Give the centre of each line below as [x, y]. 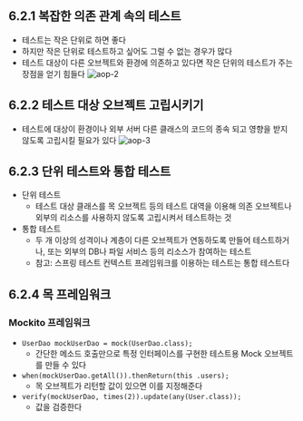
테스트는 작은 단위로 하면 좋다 [73, 40]
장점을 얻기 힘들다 [53, 73]
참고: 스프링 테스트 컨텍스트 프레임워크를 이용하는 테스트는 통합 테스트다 [162, 263]
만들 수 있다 [66, 365]
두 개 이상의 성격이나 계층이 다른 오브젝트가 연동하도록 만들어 [143, 240]
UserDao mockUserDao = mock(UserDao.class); [107, 344]
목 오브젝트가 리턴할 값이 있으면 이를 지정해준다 [119, 386]
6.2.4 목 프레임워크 [60, 294]
